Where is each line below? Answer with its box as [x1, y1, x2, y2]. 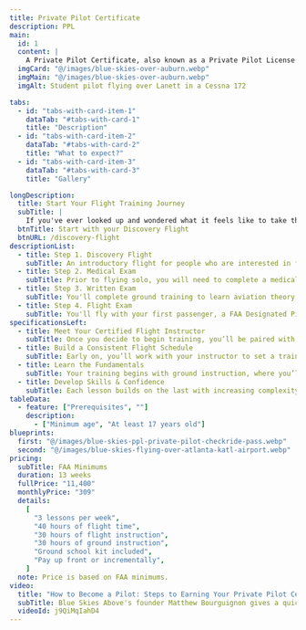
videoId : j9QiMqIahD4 [17, 606, 100, 616]
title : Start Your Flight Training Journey [17, 199, 185, 208]
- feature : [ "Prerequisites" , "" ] [17, 403, 148, 412]
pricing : [9, 454, 43, 463]
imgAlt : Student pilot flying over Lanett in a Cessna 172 [17, 81, 247, 90]
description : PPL [9, 22, 76, 31]
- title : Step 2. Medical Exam [17, 267, 137, 277]
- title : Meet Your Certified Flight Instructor [17, 326, 206, 336]
